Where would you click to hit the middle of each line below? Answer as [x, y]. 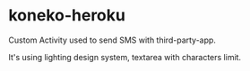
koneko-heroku [67, 16]
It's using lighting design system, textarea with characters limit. [125, 57]
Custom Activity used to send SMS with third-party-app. [112, 40]
